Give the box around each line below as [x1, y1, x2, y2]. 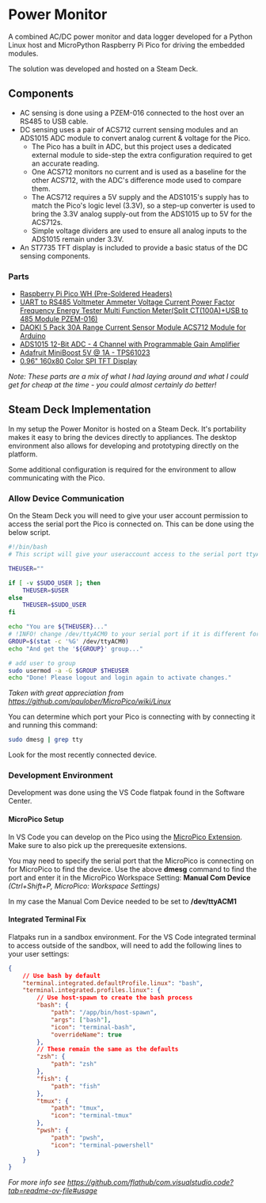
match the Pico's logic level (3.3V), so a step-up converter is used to [31, 200, 256, 210]
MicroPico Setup [8, 815, 65, 824]
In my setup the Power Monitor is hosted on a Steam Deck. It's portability [8, 424, 247, 433]
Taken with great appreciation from [8, 688, 124, 698]
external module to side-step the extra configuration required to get [31, 150, 253, 159]
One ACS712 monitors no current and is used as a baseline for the [31, 166, 247, 176]
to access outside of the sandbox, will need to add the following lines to [8, 941, 242, 950]
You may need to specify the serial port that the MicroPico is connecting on [8, 856, 255, 865]
